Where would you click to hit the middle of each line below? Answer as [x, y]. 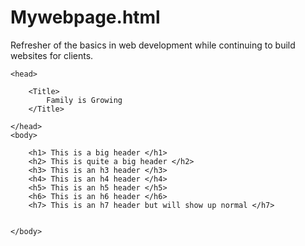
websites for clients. [52, 55]
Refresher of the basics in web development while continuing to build [153, 45]
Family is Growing [84, 100]
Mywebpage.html [85, 17]
